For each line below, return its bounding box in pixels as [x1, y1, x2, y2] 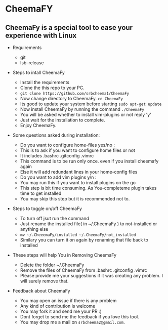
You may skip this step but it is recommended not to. [20, 196, 130, 201]
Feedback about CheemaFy [12, 288, 70, 294]
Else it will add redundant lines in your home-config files [20, 169, 138, 175]
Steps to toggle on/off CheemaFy [12, 205, 82, 212]
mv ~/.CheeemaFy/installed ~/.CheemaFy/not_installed [20, 232, 136, 237]
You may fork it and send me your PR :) [20, 308, 102, 314]
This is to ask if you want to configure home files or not [20, 147, 136, 153]
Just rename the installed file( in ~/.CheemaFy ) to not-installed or [20, 221, 157, 227]
